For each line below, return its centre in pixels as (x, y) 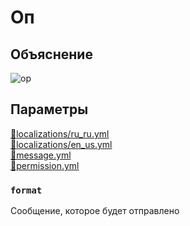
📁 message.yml (41, 155)
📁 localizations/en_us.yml (61, 144)
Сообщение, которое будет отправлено (95, 211)
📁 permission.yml (45, 165)
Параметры (49, 109)
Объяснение (51, 54)
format (26, 190)
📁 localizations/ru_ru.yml (60, 133)
